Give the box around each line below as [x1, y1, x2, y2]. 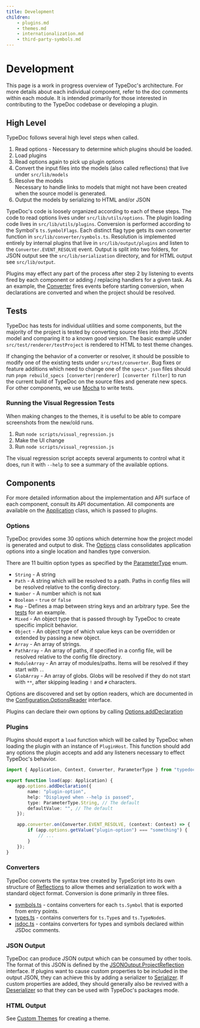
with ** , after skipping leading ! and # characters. [14, 678, 137, 685]
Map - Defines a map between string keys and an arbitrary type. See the [14, 602, 190, 610]
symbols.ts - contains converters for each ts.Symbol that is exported [14, 901, 183, 908]
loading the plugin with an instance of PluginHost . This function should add [6, 743, 190, 750]
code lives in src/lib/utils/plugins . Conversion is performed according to [6, 220, 191, 227]
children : [6, 14, 31, 20]
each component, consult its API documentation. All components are [6, 500, 174, 507]
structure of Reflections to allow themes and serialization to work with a [6, 883, 182, 890]
